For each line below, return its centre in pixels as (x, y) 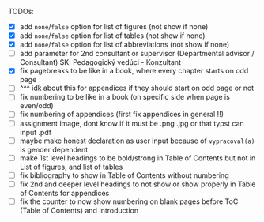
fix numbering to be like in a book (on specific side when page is (125, 97)
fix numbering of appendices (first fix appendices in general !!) (121, 115)
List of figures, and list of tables (71, 167)
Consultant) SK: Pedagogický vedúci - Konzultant (100, 62)
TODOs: (21, 11)
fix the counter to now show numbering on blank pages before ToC (129, 201)
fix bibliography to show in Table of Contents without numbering (124, 175)
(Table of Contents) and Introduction (79, 210)
